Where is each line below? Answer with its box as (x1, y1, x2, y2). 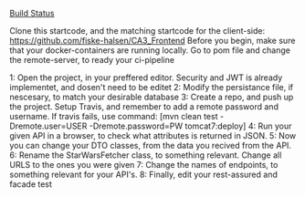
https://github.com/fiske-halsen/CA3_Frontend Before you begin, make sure (9, 36, 296, 46)
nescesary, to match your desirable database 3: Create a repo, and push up (9, 91, 294, 102)
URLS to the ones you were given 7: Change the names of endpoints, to (9, 160, 279, 170)
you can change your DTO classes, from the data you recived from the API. (9, 140, 292, 150)
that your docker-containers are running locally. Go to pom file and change (9, 45, 290, 56)
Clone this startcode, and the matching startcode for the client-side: (9, 26, 266, 36)
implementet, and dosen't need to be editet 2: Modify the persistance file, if (9, 82, 294, 92)
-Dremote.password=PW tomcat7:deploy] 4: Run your (89, 120, 292, 131)
